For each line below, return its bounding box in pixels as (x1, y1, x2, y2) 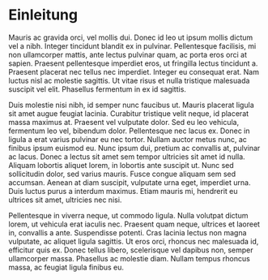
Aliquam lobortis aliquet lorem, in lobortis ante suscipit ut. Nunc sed (8, 160, 235, 170)
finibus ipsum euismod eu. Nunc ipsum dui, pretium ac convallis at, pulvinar (8, 143, 261, 153)
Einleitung (8, 6, 79, 24)
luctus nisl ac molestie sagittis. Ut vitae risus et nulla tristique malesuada (8, 75, 250, 85)
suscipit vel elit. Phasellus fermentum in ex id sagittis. (8, 84, 186, 94)
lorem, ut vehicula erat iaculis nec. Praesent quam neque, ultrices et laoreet (8, 219, 261, 229)
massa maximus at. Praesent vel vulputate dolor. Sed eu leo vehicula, (8, 117, 240, 127)
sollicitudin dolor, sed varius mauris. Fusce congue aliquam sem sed (8, 169, 236, 179)
